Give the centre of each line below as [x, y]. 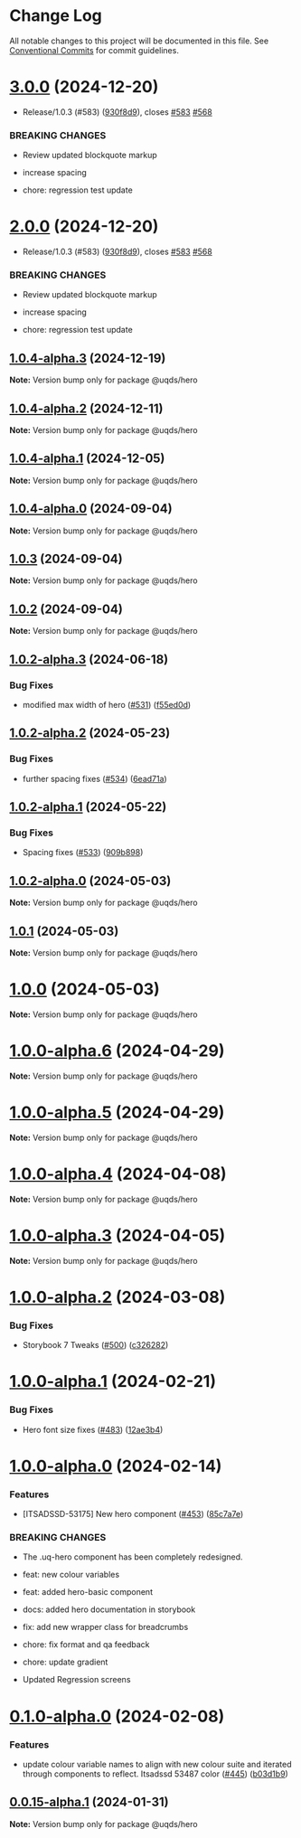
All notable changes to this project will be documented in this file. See [139, 41]
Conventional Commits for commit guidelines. [94, 50]
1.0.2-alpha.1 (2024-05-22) [88, 807]
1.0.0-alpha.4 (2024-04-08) [118, 1174]
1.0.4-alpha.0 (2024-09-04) [91, 509]
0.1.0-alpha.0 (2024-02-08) [117, 1716]
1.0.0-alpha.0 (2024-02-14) [116, 1466]
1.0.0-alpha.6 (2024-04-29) [117, 1051]
